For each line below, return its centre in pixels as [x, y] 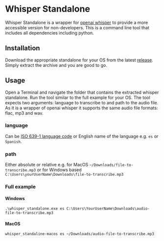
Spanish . [13, 141]
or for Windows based [59, 170]
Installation [23, 48]
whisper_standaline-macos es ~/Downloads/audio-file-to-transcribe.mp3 [80, 234]
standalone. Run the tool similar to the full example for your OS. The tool [78, 97]
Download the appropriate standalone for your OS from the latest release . [79, 60]
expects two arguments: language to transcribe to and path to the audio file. [82, 102]
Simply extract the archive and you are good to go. [56, 65]
